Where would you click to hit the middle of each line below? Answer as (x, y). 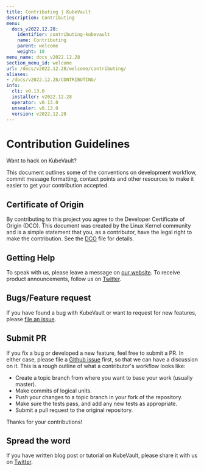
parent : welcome (38, 46)
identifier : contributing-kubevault (64, 35)
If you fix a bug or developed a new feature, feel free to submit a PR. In (95, 353)
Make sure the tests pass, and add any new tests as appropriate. (96, 403)
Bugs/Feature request (49, 298)
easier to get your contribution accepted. (58, 186)
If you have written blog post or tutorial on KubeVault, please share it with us (102, 455)
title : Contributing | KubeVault (49, 12)
